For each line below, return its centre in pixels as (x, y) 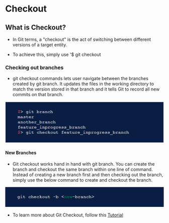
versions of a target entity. (40, 45)
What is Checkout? (36, 27)
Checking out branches (34, 67)
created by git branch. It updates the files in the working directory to (83, 84)
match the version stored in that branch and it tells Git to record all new (86, 89)
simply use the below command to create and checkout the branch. (82, 180)
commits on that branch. (38, 95)
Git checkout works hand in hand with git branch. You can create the (83, 164)
